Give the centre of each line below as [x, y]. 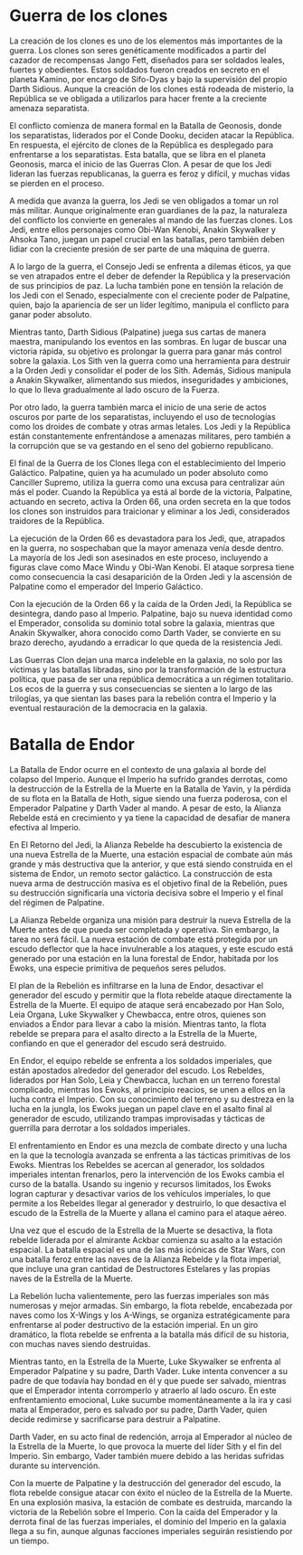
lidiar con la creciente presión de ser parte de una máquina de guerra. [140, 249]
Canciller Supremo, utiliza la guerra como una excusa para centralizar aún [147, 482]
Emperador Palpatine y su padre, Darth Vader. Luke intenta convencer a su [148, 1370]
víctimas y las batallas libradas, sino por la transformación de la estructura [148, 669]
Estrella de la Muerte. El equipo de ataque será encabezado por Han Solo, [147, 1004]
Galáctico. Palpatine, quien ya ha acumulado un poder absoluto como [139, 472]
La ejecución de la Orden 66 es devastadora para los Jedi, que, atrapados [147, 538]
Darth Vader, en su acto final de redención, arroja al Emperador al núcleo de [151, 1436]
